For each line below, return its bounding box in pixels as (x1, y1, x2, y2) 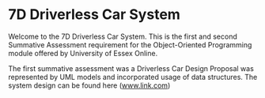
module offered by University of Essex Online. (8, 48, 158, 58)
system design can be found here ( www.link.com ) (8, 81, 171, 90)
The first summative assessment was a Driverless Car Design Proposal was (8, 63, 255, 73)
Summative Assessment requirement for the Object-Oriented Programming (8, 40, 252, 49)
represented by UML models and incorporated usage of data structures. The (8, 72, 258, 81)
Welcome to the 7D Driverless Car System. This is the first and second (8, 32, 237, 41)
